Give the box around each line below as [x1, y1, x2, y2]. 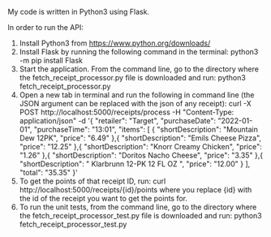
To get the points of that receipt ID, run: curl [19, 176, 166, 186]
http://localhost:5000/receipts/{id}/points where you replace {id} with [19, 185, 252, 194]
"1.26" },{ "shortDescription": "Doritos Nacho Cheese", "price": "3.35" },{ [19, 150, 264, 160]
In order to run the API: [7, 23, 84, 32]
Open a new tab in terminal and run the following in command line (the [19, 90, 255, 100]
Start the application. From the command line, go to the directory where [19, 64, 259, 74]
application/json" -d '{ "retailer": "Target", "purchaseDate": [19, 116, 217, 125]
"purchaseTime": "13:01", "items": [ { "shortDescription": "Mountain [33, 125, 259, 134]
